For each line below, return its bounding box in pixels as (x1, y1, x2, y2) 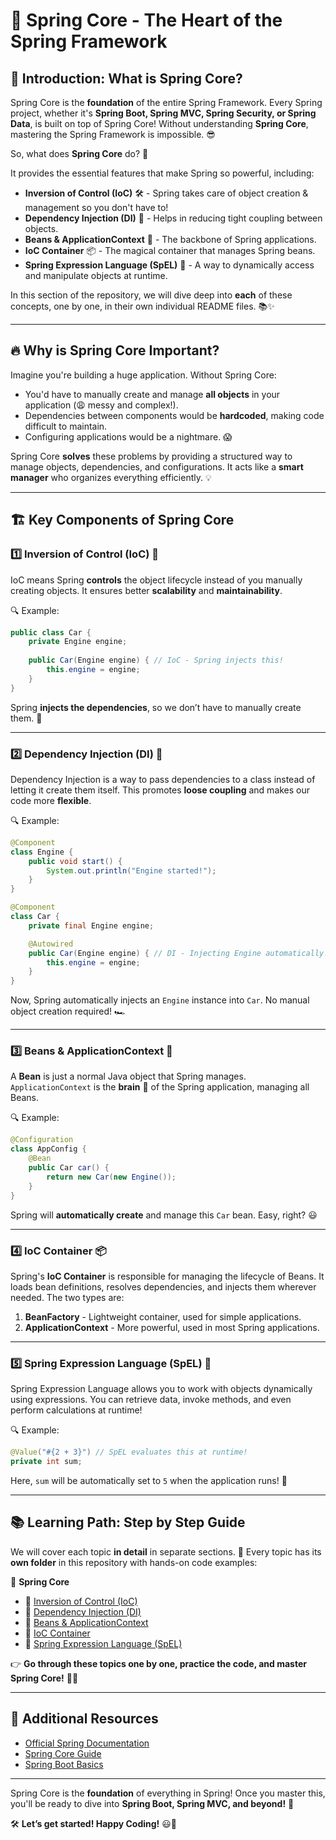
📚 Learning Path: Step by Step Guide (10, 1514, 246, 1531)
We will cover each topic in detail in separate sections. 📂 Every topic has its (10, 1545, 322, 1558)
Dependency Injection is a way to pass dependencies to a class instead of (10, 773, 316, 785)
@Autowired (28, 939, 74, 949)
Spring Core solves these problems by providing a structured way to (10, 450, 293, 462)
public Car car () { (28, 1163, 110, 1173)
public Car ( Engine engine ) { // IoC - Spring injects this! (28, 655, 284, 666)
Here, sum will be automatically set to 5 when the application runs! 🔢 (10, 1474, 288, 1486)
